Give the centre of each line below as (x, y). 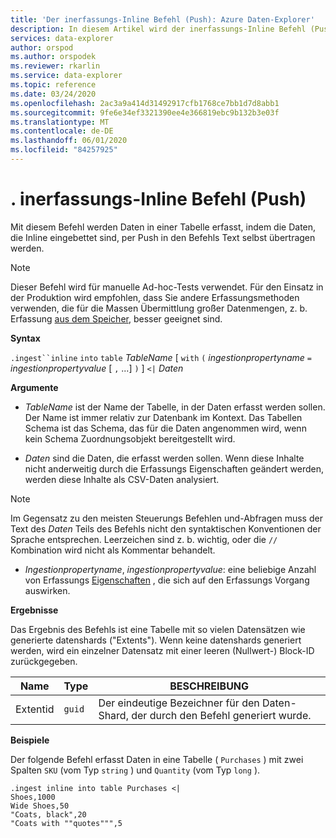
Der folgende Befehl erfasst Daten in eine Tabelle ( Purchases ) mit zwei (157, 759)
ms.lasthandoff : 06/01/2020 (69, 141)
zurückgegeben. (44, 661)
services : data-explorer (62, 38)
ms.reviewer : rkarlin (55, 66)
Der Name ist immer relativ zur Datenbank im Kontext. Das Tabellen (163, 417)
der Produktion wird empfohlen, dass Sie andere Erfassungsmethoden (155, 297)
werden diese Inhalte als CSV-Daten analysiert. (122, 479)
